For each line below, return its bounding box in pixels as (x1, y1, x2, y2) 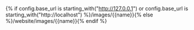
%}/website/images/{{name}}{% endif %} (5, 18, 107, 24)
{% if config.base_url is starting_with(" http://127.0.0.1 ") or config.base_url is (5, 5, 189, 12)
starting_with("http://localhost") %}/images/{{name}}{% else (5, 11, 153, 18)
